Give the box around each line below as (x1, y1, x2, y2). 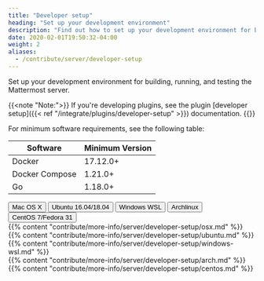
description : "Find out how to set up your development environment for (8, 26, 251, 34)
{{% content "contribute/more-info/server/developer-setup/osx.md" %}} (8, 221, 244, 232)
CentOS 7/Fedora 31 (12, 213, 73, 221)
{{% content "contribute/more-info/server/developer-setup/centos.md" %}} (8, 264, 254, 273)
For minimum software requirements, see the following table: (8, 123, 205, 133)
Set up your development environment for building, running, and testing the (8, 76, 252, 86)
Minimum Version (83, 142, 152, 153)
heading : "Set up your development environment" (8, 19, 170, 27)
